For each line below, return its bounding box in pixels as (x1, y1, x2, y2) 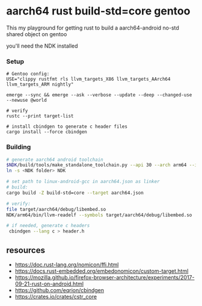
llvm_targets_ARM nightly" (6, 81, 74, 88)
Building (6, 143, 31, 151)
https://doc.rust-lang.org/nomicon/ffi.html (14, 261, 119, 268)
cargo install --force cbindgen (6, 129, 87, 135)
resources (6, 245, 45, 255)
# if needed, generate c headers (6, 223, 90, 229)
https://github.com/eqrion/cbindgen (14, 286, 104, 293)
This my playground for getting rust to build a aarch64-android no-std (6, 24, 179, 31)
